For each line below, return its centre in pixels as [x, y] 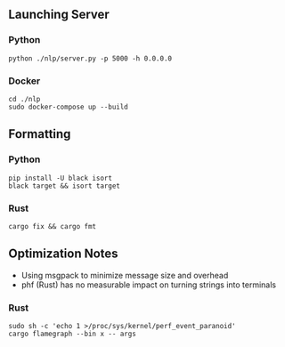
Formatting [40, 134]
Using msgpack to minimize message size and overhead [125, 275]
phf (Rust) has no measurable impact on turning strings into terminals [149, 285]
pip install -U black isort [61, 178]
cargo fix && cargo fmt [53, 226]
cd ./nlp [24, 99]
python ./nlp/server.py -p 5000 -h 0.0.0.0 [90, 58]
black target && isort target [65, 186]
